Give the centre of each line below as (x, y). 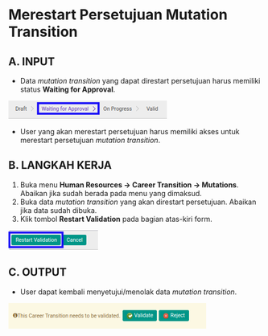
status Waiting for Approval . (68, 89)
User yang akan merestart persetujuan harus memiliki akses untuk (130, 131)
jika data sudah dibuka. (58, 210)
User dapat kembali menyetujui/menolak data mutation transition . (128, 292)
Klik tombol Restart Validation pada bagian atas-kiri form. (116, 219)
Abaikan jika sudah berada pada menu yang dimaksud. (111, 193)
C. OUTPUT (37, 272)
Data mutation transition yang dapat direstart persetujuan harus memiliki (140, 81)
